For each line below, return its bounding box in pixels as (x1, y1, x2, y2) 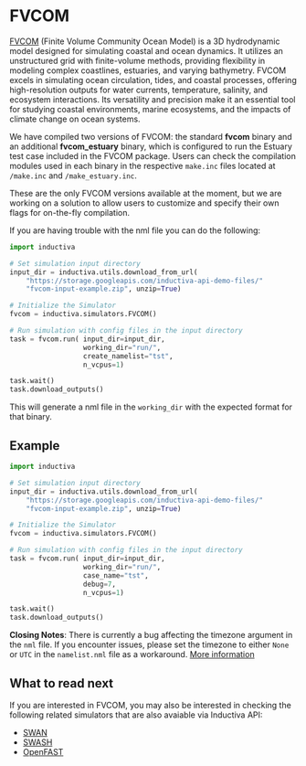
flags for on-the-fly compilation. (9, 207, 131, 218)
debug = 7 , (82, 580, 117, 589)
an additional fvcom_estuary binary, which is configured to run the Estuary (9, 141, 292, 152)
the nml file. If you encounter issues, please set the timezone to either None (9, 639, 290, 650)
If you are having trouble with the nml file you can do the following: (9, 225, 261, 236)
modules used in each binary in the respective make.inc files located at (9, 160, 276, 171)
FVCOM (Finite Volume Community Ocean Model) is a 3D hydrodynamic (9, 36, 280, 47)
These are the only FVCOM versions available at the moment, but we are (9, 187, 282, 198)
